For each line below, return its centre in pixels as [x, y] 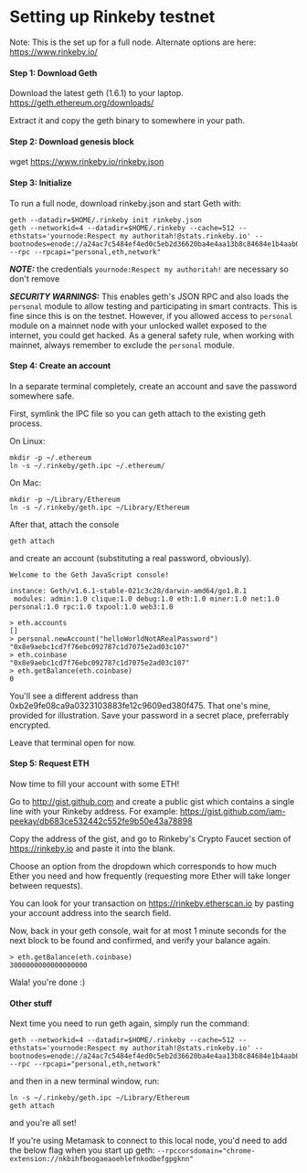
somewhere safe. [42, 396]
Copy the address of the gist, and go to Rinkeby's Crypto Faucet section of [150, 838]
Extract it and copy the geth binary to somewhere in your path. [127, 121]
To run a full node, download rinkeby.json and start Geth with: [126, 203]
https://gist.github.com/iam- [233, 811]
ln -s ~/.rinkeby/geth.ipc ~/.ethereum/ [88, 465]
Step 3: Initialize [41, 182]
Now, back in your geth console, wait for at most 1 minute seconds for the [148, 931]
